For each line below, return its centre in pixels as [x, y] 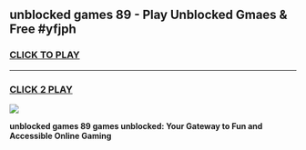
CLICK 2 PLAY [41, 89]
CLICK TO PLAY [45, 55]
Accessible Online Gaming [61, 135]
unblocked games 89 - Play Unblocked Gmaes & [148, 15]
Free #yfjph [43, 30]
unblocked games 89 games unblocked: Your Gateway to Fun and [136, 125]
